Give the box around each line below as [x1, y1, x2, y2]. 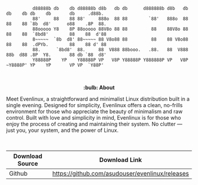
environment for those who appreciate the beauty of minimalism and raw [6, 108, 183, 115]
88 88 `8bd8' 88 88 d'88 [6, 31, 107, 37]
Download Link [99, 156, 143, 164]
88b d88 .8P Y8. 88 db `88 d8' [6, 52, 107, 58]
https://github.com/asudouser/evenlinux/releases [52, 170, 189, 177]
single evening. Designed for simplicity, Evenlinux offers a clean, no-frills [6, 102, 183, 108]
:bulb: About [83, 84, 115, 91]
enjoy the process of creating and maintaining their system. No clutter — [6, 121, 183, 127]
